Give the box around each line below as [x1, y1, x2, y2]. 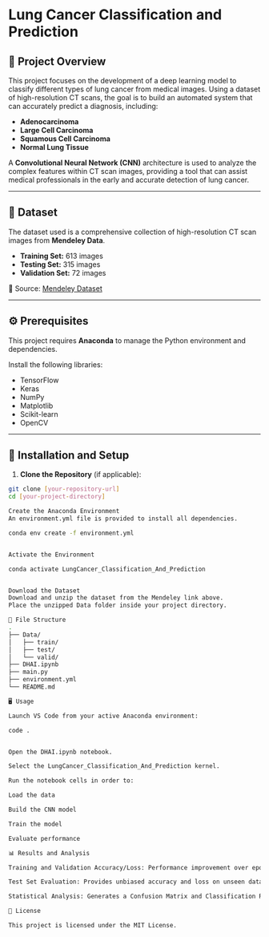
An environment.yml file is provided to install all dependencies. [8, 515, 239, 523]
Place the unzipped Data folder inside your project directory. [8, 601, 227, 610]
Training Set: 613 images [19, 251, 104, 261]
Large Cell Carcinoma [19, 126, 94, 135]
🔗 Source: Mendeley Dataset [8, 283, 102, 293]
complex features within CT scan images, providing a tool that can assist [8, 167, 248, 176]
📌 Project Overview [8, 55, 106, 68]
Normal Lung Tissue [19, 143, 90, 151]
